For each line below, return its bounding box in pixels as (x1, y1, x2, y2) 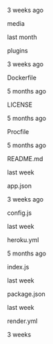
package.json (7, 290, 46, 298)
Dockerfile (7, 73, 36, 82)
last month (7, 33, 37, 41)
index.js (7, 263, 30, 271)
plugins (7, 47, 28, 54)
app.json (7, 181, 32, 190)
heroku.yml (7, 236, 39, 244)
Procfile (7, 128, 30, 135)
